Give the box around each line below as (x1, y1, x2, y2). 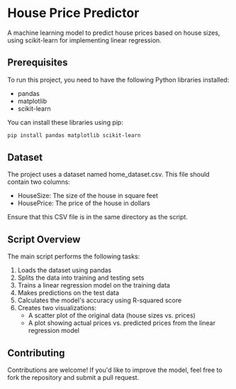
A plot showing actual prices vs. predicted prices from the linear (28, 319, 216, 327)
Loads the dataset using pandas (17, 266, 112, 275)
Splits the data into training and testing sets (17, 273, 145, 282)
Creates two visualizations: (17, 304, 97, 312)
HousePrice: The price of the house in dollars (17, 199, 150, 207)
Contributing (7, 346, 65, 359)
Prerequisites (7, 57, 68, 69)
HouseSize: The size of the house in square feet (17, 192, 158, 200)
